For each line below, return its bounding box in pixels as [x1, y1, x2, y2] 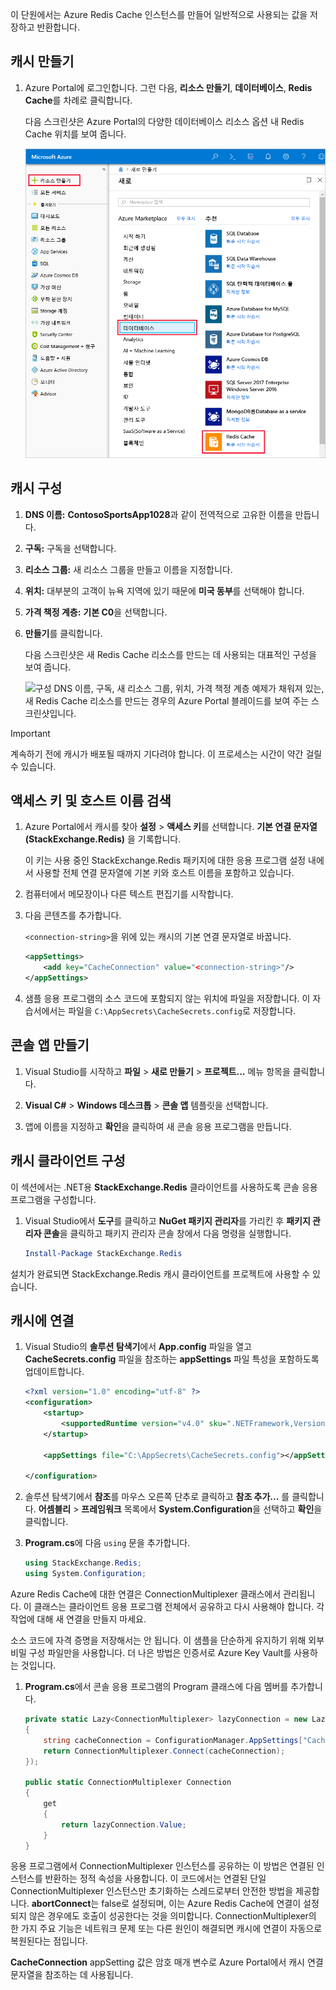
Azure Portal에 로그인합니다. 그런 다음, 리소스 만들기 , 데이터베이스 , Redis [24, 81, 313, 93]
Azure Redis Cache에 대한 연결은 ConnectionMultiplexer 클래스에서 [10, 1588, 282, 1600]
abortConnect [31, 1898, 92, 1910]
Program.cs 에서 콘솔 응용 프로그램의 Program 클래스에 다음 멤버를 [24, 1681, 289, 1692]
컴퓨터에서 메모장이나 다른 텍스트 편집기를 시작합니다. [24, 888, 234, 900]
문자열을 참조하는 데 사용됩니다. [10, 1969, 134, 1981]
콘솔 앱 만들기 [10, 1037, 90, 1054]
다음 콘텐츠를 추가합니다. [24, 909, 122, 922]
